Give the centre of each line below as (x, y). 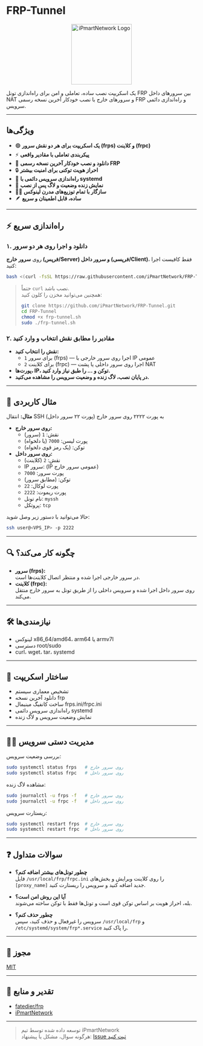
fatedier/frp (29, 1006)
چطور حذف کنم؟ (34, 915)
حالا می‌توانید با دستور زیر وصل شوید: (48, 517)
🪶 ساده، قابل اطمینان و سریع (48, 198)
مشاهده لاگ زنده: (26, 784)
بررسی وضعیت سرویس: (34, 757)
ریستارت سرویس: (27, 813)
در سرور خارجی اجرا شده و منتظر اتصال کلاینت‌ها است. (78, 577)
